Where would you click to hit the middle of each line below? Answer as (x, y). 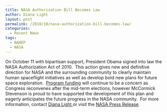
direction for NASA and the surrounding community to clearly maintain (78, 72)
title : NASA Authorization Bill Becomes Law (53, 10)
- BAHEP (18, 43)
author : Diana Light (27, 15)
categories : (18, 29)
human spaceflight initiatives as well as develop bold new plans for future (81, 77)
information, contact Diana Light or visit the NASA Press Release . (72, 104)
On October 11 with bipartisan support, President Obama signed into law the (84, 61)
